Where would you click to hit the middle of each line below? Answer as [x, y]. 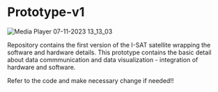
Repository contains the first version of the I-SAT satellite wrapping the [109, 45]
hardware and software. [41, 67]
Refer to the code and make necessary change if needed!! [91, 80]
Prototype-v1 [46, 12]
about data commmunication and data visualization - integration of [103, 59]
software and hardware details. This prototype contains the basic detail [109, 52]
